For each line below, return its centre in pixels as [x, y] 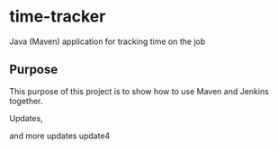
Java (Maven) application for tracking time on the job [108, 41]
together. [26, 101]
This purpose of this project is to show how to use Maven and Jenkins [139, 91]
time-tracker [58, 17]
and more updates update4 [60, 136]
